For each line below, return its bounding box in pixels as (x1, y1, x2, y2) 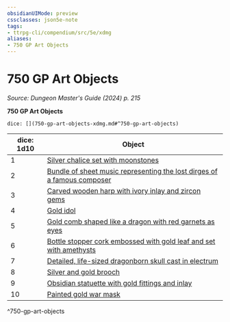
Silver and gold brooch (47, 267, 120, 277)
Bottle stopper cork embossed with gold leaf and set (47, 237, 216, 246)
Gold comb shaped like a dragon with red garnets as (47, 217, 216, 226)
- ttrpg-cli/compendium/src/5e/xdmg (7, 29, 112, 36)
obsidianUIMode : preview (7, 10, 78, 17)
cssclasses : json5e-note (7, 16, 78, 23)
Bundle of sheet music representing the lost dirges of (47, 166, 218, 176)
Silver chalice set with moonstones (47, 155, 159, 165)
